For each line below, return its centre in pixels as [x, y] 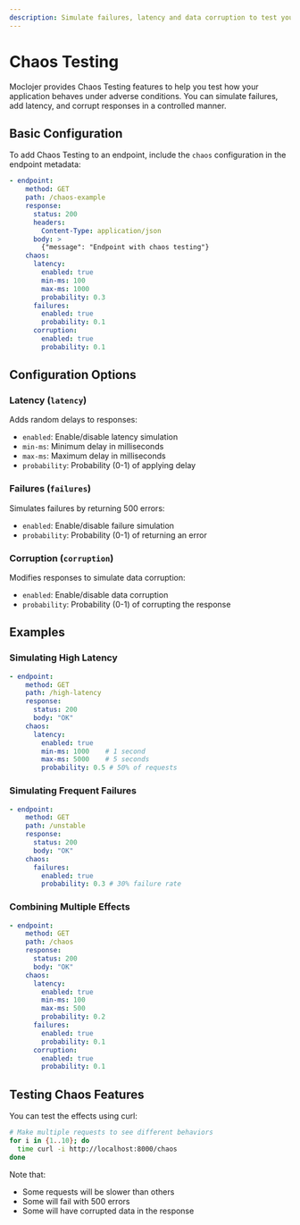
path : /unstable [56, 826]
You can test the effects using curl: [74, 1116]
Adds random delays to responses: [74, 420]
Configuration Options [73, 375]
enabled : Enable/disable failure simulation [98, 525]
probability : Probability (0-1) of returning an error [114, 535]
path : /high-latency [63, 693]
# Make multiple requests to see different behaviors [112, 1133]
